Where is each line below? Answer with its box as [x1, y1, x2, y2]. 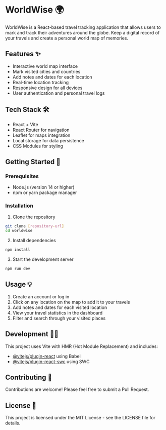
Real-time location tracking [12, 79, 69, 85]
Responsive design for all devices [12, 85, 83, 91]
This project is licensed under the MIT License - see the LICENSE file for [5, 415, 155, 421]
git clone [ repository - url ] [5, 223, 65, 228]
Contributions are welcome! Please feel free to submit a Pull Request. [5, 386, 149, 393]
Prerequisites [5, 173, 39, 180]
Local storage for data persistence [12, 137, 84, 143]
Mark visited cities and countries [12, 68, 81, 74]
